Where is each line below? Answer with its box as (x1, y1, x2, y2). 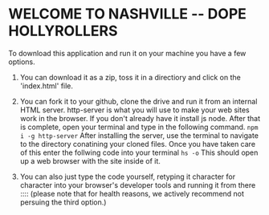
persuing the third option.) (19, 197, 107, 207)
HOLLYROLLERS (8, 22, 118, 40)
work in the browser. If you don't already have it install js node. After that (19, 113, 261, 123)
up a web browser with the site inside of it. (19, 156, 161, 165)
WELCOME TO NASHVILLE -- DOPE (8, 5, 247, 23)
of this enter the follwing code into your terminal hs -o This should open (19, 148, 259, 157)
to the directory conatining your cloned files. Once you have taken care (19, 139, 255, 148)
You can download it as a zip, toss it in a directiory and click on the (19, 72, 241, 82)
